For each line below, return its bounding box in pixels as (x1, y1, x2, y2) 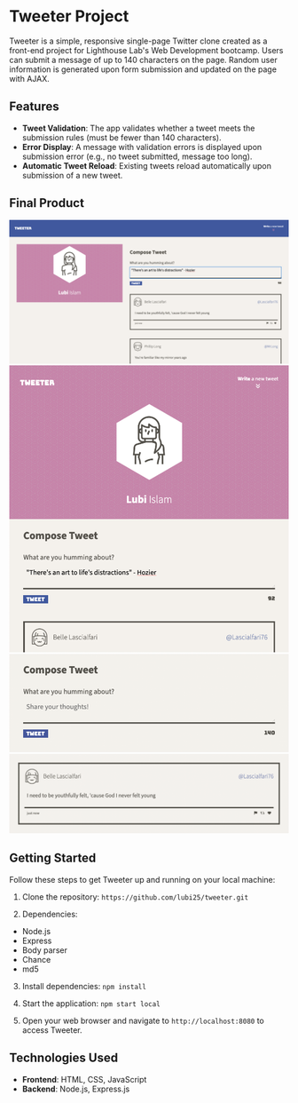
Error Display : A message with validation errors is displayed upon (21, 141, 263, 152)
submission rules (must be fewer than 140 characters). (21, 131, 222, 143)
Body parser (21, 944, 68, 956)
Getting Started (9, 851, 97, 866)
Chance (21, 954, 51, 964)
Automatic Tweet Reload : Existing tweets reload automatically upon (21, 160, 272, 171)
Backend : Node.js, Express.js (21, 1083, 130, 1094)
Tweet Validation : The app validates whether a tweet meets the (21, 123, 255, 133)
